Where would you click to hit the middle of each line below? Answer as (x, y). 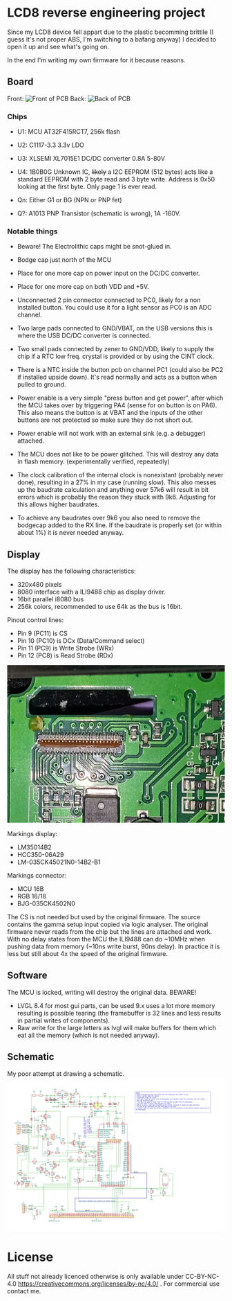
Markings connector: (37, 875)
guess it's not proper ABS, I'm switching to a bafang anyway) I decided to (112, 39)
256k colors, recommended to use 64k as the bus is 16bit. (100, 607)
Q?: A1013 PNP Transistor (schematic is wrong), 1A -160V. (99, 213)
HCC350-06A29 (40, 854)
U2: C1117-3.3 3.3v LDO (50, 145)
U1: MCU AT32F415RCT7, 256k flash (69, 132)
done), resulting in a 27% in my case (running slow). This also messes (117, 482)
